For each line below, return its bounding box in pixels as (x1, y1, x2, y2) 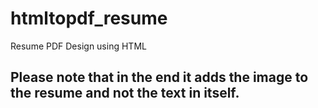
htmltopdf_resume (10, 7, 168, 30)
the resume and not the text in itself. (10, 85, 240, 102)
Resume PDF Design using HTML (10, 40, 147, 52)
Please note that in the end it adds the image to (10, 69, 309, 86)
